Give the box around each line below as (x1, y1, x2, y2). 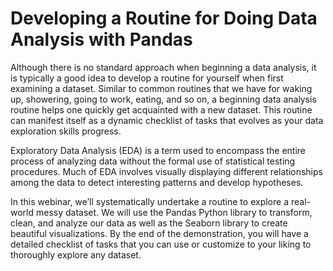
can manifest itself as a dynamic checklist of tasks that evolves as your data (10, 114, 324, 126)
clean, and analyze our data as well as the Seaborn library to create (10, 217, 288, 229)
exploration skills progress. (10, 125, 122, 137)
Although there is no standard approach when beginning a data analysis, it (10, 61, 317, 73)
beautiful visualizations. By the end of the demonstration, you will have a (10, 227, 309, 239)
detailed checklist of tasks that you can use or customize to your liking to (10, 238, 312, 250)
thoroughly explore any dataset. (10, 248, 142, 261)
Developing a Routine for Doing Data (10, 7, 318, 30)
